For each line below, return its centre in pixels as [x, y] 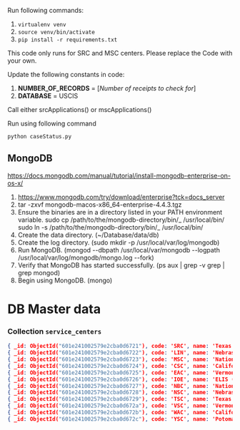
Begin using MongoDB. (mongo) [65, 280]
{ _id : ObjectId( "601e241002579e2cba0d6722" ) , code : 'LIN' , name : [108, 353]
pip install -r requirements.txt [67, 40]
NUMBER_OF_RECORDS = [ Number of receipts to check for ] [107, 88]
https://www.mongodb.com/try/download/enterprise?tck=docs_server [121, 197]
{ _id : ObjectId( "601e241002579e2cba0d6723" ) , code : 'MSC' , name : [108, 359]
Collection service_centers [55, 331]
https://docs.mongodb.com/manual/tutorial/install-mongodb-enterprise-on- [119, 175]
